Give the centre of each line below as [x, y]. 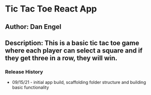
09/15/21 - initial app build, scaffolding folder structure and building [79, 82]
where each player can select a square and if [74, 50]
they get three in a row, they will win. [61, 58]
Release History [24, 72]
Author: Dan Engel [33, 27]
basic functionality [30, 87]
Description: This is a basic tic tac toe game [72, 43]
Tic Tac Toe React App [51, 9]
